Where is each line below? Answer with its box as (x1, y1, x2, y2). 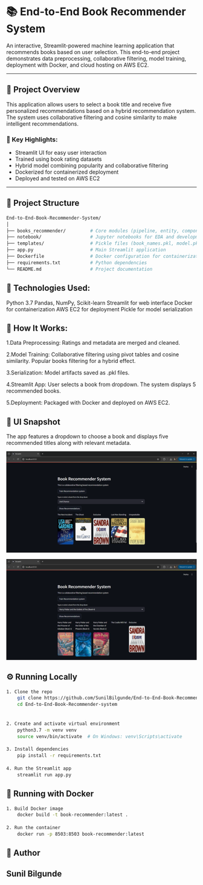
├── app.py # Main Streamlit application (6, 247, 166, 253)
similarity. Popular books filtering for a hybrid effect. (6, 358, 136, 365)
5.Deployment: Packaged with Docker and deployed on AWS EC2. (6, 399, 170, 407)
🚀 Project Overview (6, 84, 80, 95)
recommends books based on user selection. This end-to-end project (6, 48, 180, 55)
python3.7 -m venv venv (17, 727, 77, 733)
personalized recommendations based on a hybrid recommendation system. (6, 107, 196, 114)
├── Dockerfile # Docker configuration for (6, 253, 161, 260)
